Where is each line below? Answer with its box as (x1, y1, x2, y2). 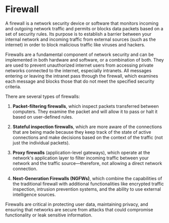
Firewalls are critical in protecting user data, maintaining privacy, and (5, 201, 148, 207)
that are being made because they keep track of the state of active (12, 129, 151, 135)
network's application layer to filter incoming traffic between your (12, 155, 149, 161)
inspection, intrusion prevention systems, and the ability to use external (12, 186, 161, 192)
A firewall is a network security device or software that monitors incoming (5, 20, 159, 26)
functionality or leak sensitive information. (5, 212, 92, 218)
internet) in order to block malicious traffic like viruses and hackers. (5, 41, 145, 47)
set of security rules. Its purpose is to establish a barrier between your (5, 31, 152, 37)
